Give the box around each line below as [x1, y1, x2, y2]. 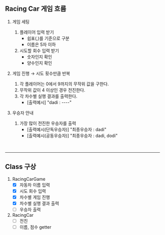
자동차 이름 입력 [19, 182, 50, 188]
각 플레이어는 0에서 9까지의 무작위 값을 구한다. [19, 81, 109, 87]
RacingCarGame [12, 176, 46, 182]
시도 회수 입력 [19, 188, 46, 194]
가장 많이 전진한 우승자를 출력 [19, 120, 76, 126]
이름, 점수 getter [19, 224, 52, 230]
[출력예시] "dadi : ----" [27, 99, 72, 105]
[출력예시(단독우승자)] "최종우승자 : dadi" [27, 126, 107, 132]
